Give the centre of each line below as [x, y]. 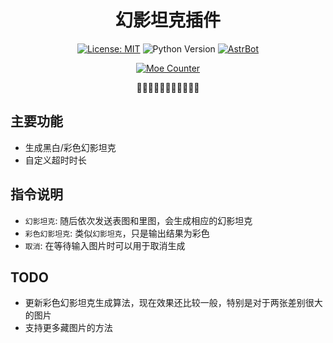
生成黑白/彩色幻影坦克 [70, 147]
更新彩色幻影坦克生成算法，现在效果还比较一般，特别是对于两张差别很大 [173, 303]
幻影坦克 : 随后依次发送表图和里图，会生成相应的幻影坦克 [138, 220]
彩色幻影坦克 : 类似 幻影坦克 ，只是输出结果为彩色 [117, 233]
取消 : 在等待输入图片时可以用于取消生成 [105, 245]
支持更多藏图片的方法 [68, 328]
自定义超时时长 [55, 160]
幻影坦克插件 [167, 20]
